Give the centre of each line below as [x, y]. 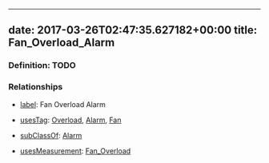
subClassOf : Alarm [51, 135]
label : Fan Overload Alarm [63, 104]
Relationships [36, 87]
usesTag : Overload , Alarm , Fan [70, 120]
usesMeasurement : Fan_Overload [75, 151]
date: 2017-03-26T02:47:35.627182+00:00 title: [133, 30]
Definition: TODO [42, 66]
